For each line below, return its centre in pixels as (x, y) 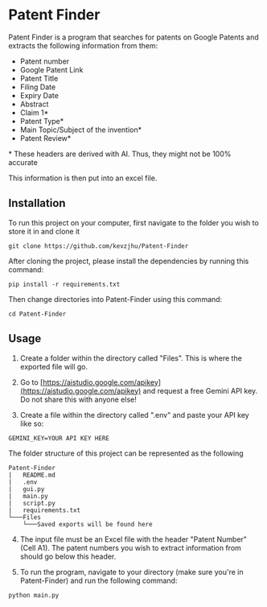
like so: (32, 423)
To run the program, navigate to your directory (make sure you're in (131, 572)
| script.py (32, 503)
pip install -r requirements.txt (64, 284)
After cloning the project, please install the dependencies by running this (129, 261)
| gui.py (27, 489)
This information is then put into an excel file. (83, 178)
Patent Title (39, 78)
